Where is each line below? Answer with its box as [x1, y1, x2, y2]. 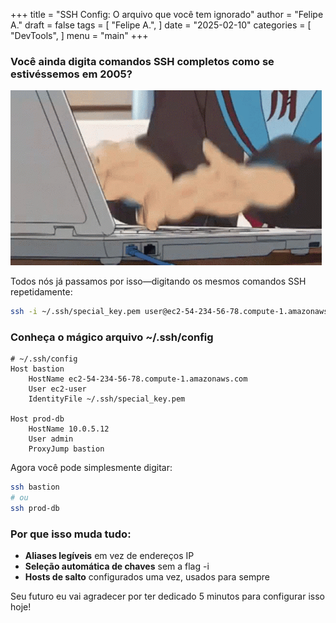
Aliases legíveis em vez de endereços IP [24, 550, 195, 562]
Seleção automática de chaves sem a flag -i [24, 560, 210, 573]
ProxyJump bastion [28, 444, 105, 454]
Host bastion [10, 364, 65, 374]
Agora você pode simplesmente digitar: [10, 462, 173, 474]
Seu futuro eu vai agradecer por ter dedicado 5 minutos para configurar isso [10, 590, 325, 603]
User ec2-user [28, 384, 87, 394]
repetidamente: [10, 286, 73, 298]
